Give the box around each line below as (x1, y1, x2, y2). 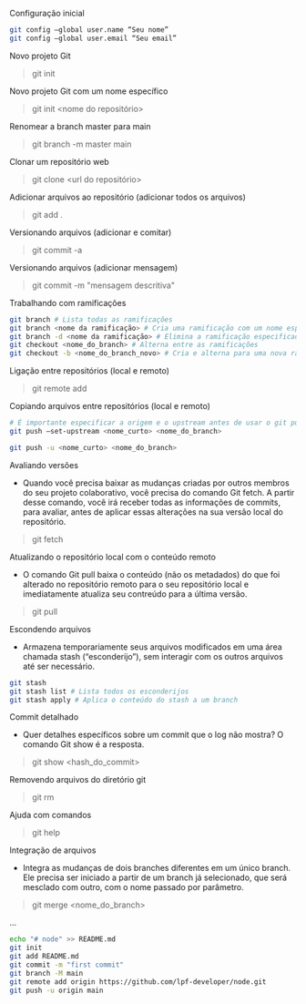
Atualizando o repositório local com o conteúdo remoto (9, 551, 217, 562)
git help (31, 827, 61, 838)
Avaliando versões (9, 459, 79, 470)
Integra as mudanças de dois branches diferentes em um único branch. (22, 863, 291, 874)
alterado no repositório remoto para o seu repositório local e (22, 579, 249, 589)
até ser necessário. (22, 661, 96, 671)
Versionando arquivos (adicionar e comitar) (9, 227, 172, 238)
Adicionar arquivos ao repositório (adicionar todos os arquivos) (9, 191, 246, 202)
